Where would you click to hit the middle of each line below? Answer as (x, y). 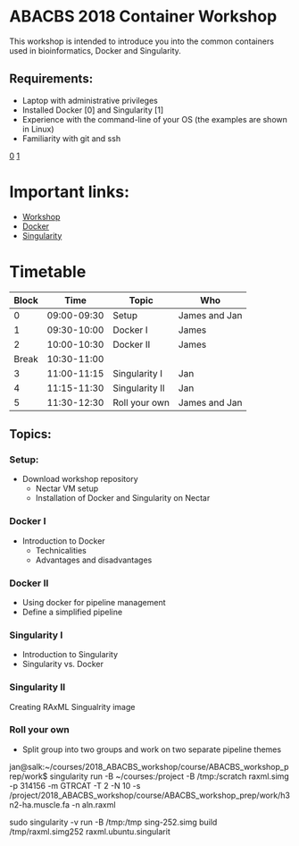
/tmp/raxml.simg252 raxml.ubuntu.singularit (90, 831)
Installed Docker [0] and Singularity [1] (93, 110)
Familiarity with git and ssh (71, 138)
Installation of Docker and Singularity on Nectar (123, 498)
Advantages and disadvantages (94, 560)
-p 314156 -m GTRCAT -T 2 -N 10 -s (75, 785)
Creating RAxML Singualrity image (72, 706)
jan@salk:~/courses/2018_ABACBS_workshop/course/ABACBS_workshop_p (149, 766)
